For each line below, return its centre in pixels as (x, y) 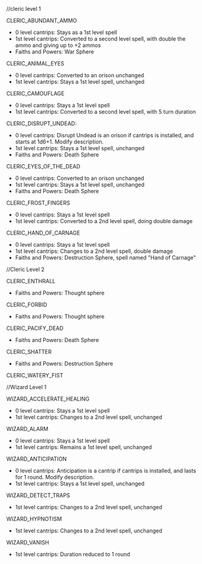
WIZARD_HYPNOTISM (34, 519)
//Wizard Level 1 (26, 387)
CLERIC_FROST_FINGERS (38, 203)
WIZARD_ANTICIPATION (37, 459)
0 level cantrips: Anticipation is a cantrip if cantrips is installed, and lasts (106, 471)
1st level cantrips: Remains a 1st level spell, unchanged (83, 447)
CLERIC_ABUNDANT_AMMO (42, 20)
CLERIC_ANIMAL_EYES (35, 64)
